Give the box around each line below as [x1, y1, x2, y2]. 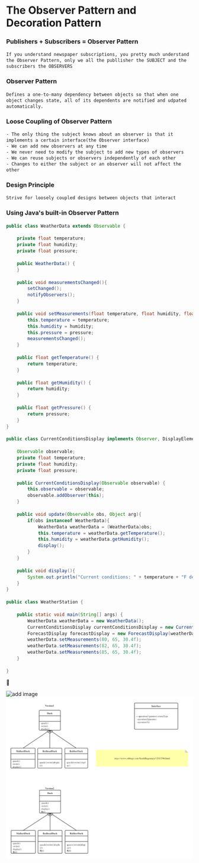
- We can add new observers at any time [6, 143, 108, 149]
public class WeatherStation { [6, 599, 84, 605]
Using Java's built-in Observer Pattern [6, 209, 120, 217]
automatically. [6, 103, 44, 109]
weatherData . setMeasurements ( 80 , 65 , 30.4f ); [27, 637, 142, 642]
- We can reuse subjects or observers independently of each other [6, 155, 176, 161]
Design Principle [6, 181, 55, 189]
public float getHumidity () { [17, 380, 92, 386]
